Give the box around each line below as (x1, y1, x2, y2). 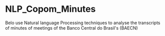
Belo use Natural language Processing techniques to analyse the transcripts (5, 20, 161, 26)
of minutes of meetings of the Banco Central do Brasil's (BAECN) (5, 25, 138, 31)
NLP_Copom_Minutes (5, 3, 96, 15)
